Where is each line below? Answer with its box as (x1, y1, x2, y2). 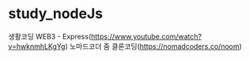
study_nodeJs (8, 5, 104, 23)
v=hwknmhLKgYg (8, 41, 66, 51)
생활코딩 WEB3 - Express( (8, 31, 92, 41)
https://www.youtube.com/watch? (90, 31, 202, 41)
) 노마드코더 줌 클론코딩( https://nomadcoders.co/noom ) (65, 41, 243, 51)
